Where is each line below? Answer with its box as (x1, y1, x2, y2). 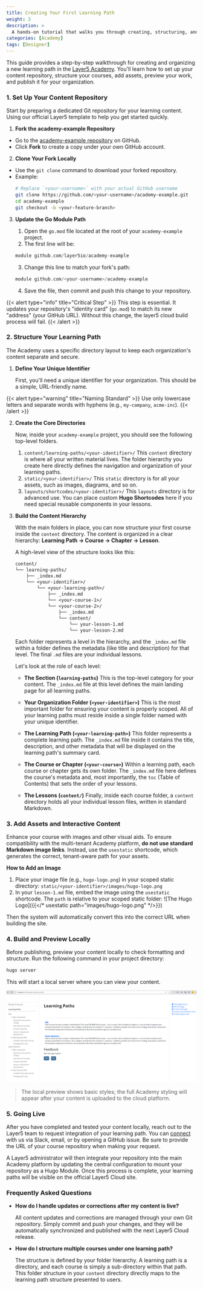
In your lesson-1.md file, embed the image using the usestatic (14, 889, 170, 896)
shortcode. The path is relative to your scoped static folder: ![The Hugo (14, 895, 192, 903)
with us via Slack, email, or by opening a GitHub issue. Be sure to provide (6, 1136, 188, 1143)
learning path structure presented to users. (14, 1276, 123, 1284)
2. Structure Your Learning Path (6, 333, 101, 341)
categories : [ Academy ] (6, 35, 63, 42)
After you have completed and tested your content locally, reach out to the (6, 1123, 192, 1130)
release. (14, 1233, 36, 1241)
